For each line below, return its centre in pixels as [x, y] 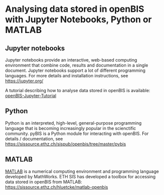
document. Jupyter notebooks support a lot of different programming [75, 70]
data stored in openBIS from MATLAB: [44, 182]
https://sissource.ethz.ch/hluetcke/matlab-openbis [57, 187]
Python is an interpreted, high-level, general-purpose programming [73, 123]
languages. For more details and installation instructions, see [67, 76]
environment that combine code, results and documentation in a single [77, 65]
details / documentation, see [34, 138]
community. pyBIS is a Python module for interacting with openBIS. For [77, 133]
